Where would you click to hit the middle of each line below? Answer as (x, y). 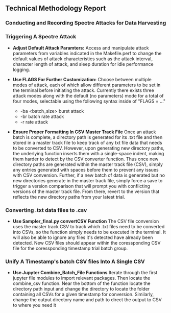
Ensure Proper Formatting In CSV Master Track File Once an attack (84, 132)
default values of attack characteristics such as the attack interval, (83, 59)
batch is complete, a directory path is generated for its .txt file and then (88, 137)
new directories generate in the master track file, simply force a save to (88, 180)
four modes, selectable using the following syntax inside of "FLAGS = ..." (89, 101)
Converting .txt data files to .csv (46, 210)
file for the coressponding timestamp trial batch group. (70, 248)
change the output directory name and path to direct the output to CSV (87, 300)
